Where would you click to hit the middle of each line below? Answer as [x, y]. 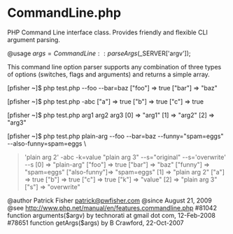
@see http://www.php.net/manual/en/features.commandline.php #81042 [112, 207]
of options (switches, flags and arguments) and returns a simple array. [108, 74]
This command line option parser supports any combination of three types [114, 67]
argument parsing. [34, 39]
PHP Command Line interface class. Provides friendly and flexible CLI [108, 32]
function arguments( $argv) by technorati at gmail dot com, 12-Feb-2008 [111, 215]
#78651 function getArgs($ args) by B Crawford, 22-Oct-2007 [96, 223]
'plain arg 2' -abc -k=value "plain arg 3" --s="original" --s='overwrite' [125, 157]
